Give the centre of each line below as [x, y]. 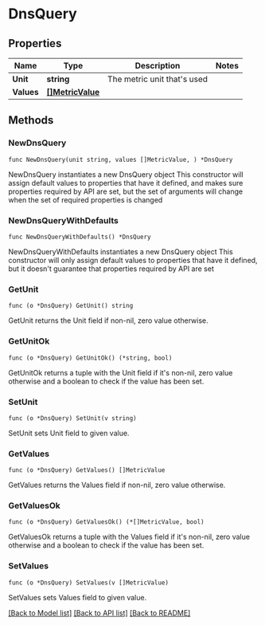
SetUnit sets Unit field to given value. [69, 433]
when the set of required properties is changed [86, 199]
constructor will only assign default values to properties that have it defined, [133, 260]
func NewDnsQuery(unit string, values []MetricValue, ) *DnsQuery [121, 159]
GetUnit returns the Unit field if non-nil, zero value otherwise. [108, 320]
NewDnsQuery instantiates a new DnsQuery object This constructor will [126, 174]
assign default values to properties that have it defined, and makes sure [126, 183]
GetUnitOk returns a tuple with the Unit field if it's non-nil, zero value [121, 372]
